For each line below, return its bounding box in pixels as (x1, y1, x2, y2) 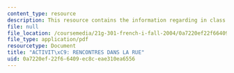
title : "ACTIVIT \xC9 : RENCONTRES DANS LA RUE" (7, 49, 145, 56)
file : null (7, 23, 39, 30)
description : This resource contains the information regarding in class (7, 17, 226, 24)
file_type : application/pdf (7, 36, 89, 43)
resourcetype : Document (7, 42, 77, 49)
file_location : (7, 29, 52, 37)
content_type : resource (7, 10, 77, 17)
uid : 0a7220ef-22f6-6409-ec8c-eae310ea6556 (7, 56, 136, 63)
